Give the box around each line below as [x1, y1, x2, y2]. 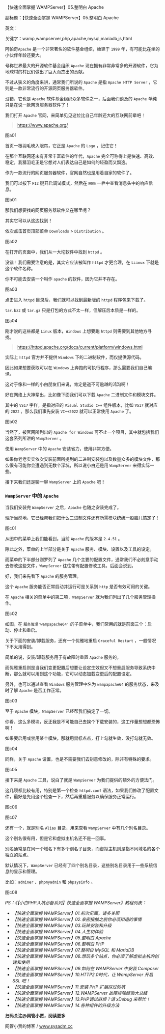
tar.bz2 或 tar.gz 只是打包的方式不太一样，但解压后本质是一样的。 [5, 307, 141, 313]
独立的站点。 [5, 852, 31, 858]
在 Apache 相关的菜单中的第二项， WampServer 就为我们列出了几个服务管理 [5, 594, 152, 600]
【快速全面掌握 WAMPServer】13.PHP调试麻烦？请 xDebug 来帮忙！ [12, 996, 151, 1002]
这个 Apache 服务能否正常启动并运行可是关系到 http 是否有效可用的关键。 [5, 584, 153, 589]
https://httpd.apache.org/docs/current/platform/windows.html [17, 344, 143, 350]
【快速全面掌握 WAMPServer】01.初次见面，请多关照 [12, 910, 119, 916]
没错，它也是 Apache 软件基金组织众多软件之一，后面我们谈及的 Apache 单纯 [5, 96, 157, 102]
